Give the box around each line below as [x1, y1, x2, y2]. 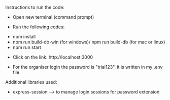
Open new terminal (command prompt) [12, 14, 94, 20]
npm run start [12, 44, 42, 50]
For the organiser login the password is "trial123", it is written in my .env [12, 64, 163, 70]
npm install [12, 34, 36, 39]
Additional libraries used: [5, 79, 57, 85]
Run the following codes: [12, 24, 65, 30]
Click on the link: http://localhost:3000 [12, 54, 93, 60]
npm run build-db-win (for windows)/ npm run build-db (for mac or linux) [12, 39, 165, 45]
